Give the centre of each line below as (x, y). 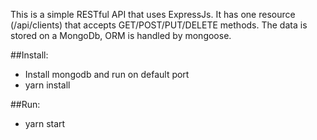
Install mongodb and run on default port (107, 74)
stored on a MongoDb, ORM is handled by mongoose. (121, 35)
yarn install (47, 85)
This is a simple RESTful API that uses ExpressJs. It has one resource (153, 14)
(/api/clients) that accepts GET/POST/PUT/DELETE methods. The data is (159, 25)
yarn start (45, 123)
